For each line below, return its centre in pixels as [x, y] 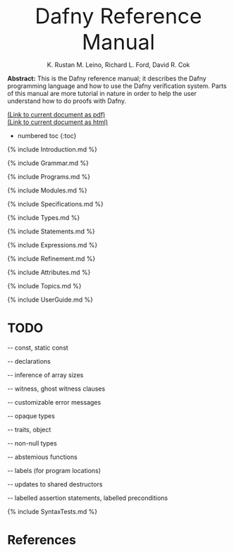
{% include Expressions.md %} [53, 245]
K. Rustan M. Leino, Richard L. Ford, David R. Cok [118, 65]
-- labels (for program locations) [54, 470]
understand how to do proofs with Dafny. [67, 101]
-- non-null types [32, 443]
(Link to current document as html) [58, 122]
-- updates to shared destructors [55, 484]
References [42, 540]
